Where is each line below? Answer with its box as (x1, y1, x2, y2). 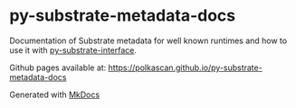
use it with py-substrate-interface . (9, 44, 138, 55)
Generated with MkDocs (9, 89, 100, 100)
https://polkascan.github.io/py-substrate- (108, 62, 263, 73)
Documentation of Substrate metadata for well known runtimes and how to (9, 35, 288, 46)
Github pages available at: (9, 62, 107, 73)
